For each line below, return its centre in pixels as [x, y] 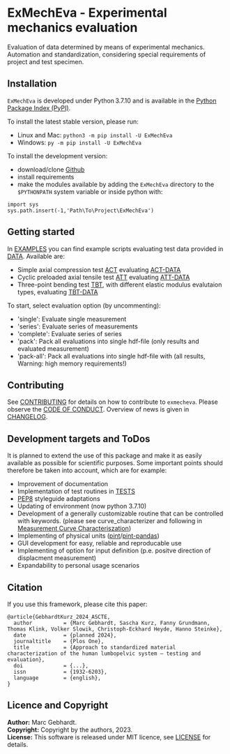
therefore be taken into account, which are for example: [87, 470]
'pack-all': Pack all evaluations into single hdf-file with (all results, [111, 356]
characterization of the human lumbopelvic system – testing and [104, 654]
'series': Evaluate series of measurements [77, 326]
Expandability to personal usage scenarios [78, 566]
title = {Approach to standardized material [95, 647]
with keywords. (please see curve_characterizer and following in [110, 521]
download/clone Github [51, 169]
